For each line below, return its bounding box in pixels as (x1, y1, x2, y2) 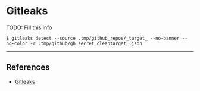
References (6, 62, 50, 73)
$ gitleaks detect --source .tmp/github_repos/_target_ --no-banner (6, 35, 180, 41)
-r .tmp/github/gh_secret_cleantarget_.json (30, 40, 143, 46)
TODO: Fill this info (6, 24, 52, 31)
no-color (6, 40, 28, 46)
